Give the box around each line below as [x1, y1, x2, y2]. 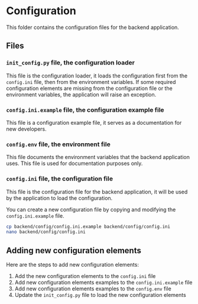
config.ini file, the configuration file [6, 174, 113, 183]
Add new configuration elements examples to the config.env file [14, 285, 171, 292]
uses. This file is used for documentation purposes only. [6, 160, 143, 167]
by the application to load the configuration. [6, 194, 113, 202]
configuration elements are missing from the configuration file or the [6, 85, 173, 92]
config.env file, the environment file [6, 140, 111, 148]
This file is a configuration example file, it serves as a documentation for [6, 119, 182, 126]
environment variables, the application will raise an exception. [6, 90, 157, 98]
